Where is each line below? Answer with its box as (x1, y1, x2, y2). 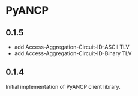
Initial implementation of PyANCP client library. (5, 83, 121, 90)
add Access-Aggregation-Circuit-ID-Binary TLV (14, 50, 132, 57)
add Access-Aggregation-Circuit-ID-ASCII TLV (14, 43, 130, 50)
